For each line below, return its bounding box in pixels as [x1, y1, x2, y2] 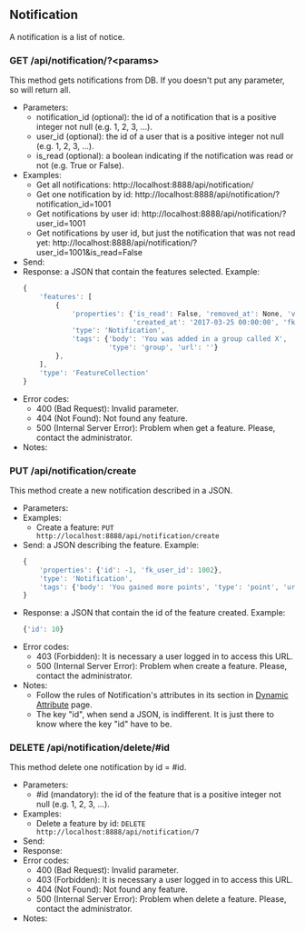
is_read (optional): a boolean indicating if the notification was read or [35, 150, 294, 162]
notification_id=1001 [35, 199, 112, 210]
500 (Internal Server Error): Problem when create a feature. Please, [35, 661, 288, 672]
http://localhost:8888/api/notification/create [35, 531, 220, 540]
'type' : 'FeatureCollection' [39, 368, 150, 377]
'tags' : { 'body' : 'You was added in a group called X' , [71, 335, 288, 344]
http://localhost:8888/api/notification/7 [35, 827, 200, 837]
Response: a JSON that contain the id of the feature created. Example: [22, 607, 286, 618]
